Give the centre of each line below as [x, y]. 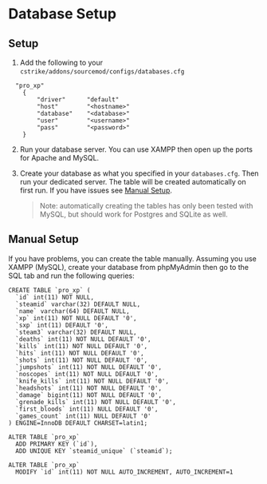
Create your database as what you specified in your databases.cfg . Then [139, 173]
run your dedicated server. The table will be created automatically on [133, 182]
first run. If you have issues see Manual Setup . [96, 190]
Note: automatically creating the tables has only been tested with [146, 206]
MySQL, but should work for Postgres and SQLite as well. [134, 214]
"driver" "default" [78, 100]
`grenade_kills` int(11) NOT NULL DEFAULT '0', [96, 402]
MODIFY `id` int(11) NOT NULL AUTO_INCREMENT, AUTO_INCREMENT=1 [124, 472]
